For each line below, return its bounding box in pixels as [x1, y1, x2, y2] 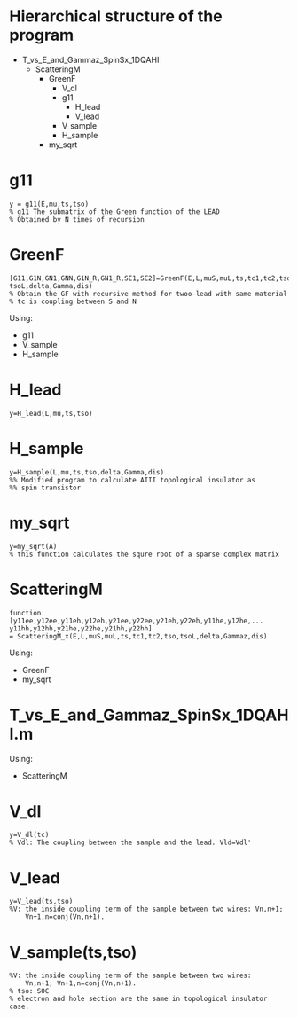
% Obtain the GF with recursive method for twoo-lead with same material [9, 289, 288, 298]
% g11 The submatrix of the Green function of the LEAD [9, 207, 220, 216]
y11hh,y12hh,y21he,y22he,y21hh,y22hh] [9, 623, 153, 633]
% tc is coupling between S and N [9, 297, 137, 306]
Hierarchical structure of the [9, 6, 223, 27]
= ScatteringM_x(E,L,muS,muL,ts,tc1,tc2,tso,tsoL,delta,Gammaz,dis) [9, 631, 268, 640]
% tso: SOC [9, 987, 50, 996]
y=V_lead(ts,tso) [9, 897, 74, 906]
